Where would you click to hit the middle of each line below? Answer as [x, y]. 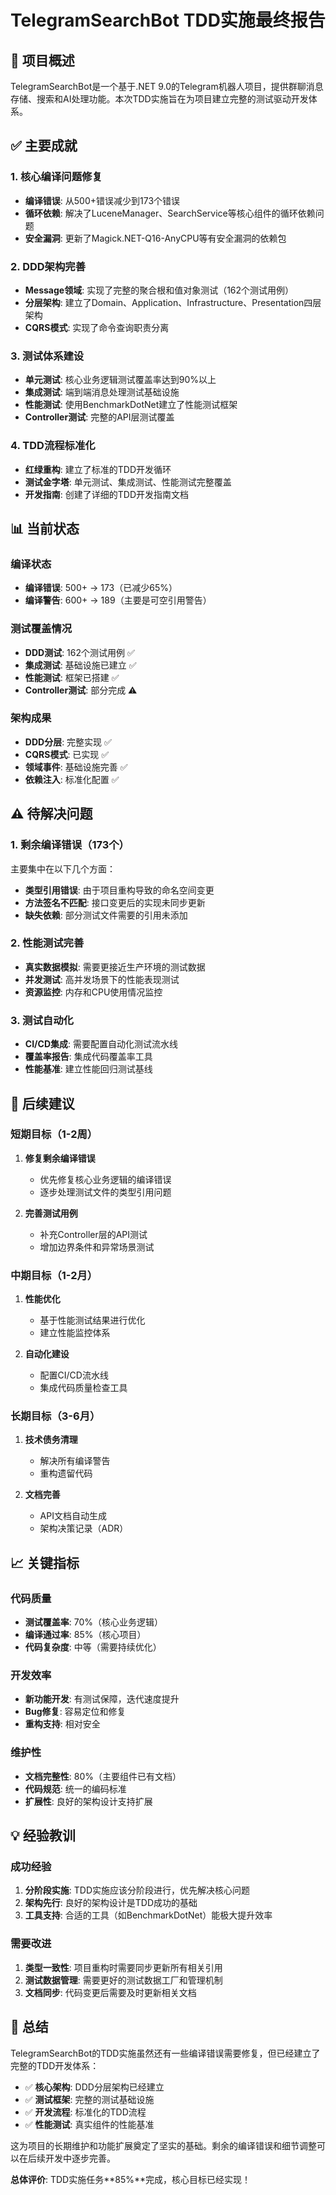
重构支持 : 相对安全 [62, 1724]
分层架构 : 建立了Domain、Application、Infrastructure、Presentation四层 [173, 302]
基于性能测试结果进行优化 [92, 1320]
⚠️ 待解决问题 [51, 814]
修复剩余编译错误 [60, 1158]
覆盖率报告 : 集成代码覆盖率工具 [88, 1057]
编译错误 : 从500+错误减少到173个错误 [102, 200]
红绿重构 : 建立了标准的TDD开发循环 [98, 469]
